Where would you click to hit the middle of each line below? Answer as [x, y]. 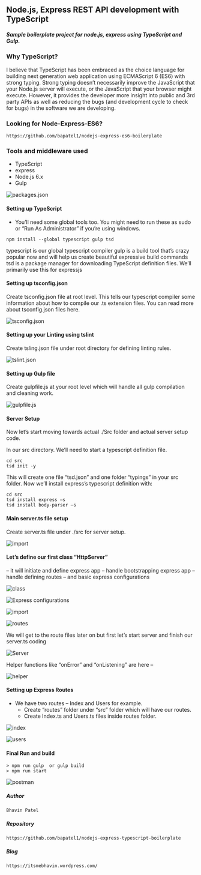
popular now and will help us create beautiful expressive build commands [97, 257]
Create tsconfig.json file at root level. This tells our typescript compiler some [101, 296]
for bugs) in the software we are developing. [61, 108]
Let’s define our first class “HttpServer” [57, 557]
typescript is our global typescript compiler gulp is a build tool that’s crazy [98, 250]
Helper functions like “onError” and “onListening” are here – [80, 664]
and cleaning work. [30, 393]
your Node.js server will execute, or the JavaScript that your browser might [99, 89]
